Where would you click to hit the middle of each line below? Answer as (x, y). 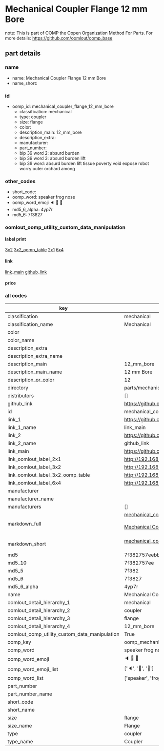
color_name (21, 340)
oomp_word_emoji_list (33, 669)
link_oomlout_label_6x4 (34, 483)
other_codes (20, 181)
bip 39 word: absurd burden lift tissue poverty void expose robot (84, 163)
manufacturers (24, 507)
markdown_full (24, 524)
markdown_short (27, 544)
